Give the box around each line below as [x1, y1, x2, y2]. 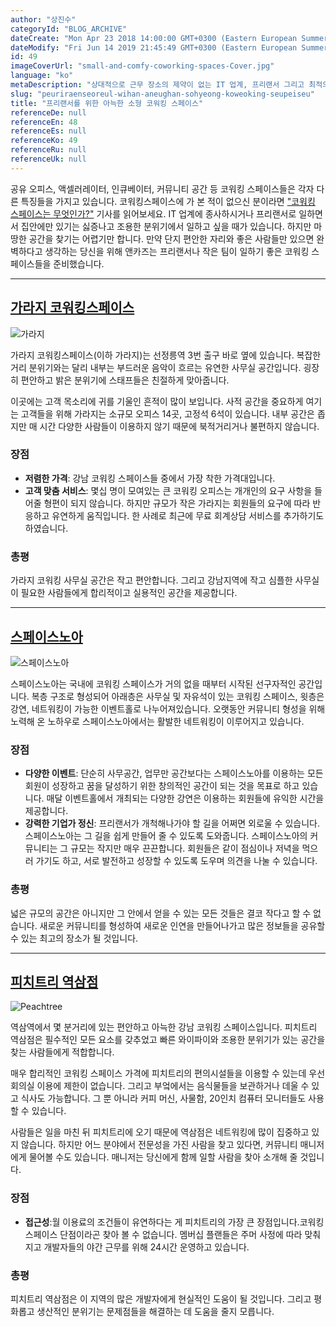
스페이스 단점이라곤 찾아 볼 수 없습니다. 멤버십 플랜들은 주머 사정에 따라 [24, 1228, 303, 1240]
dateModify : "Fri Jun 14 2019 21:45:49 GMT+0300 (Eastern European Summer [10, 42, 329, 53]
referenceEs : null [10, 126, 87, 136]
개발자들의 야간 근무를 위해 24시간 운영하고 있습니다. [43, 1241, 250, 1253]
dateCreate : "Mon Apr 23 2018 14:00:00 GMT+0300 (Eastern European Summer [10, 33, 329, 43]
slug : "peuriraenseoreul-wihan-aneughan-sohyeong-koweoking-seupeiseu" [10, 89, 315, 99]
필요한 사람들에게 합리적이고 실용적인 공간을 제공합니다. [20, 587, 238, 599]
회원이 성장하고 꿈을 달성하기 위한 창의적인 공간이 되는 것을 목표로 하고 [24, 780, 300, 792]
